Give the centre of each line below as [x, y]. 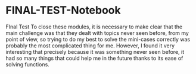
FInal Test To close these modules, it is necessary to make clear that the [94, 27]
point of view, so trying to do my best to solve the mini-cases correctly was [98, 39]
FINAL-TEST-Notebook [63, 10]
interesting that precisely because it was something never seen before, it [95, 52]
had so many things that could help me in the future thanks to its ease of [94, 58]
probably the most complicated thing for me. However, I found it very [90, 46]
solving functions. [28, 64]
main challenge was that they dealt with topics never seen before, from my [97, 33]
